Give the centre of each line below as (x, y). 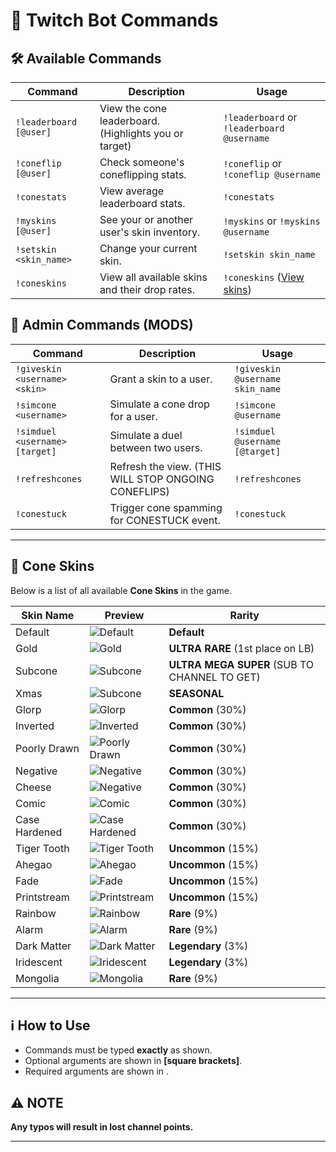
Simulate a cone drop (159, 404)
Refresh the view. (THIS (165, 466)
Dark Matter (43, 946)
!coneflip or (253, 163)
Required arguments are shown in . (97, 1071)
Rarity (244, 615)
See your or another (146, 219)
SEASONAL (196, 693)
